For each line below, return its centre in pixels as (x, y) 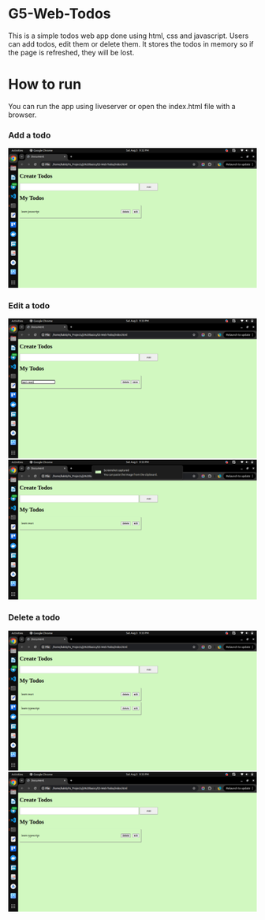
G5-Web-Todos (60, 14)
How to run (45, 85)
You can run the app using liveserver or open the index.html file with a (122, 106)
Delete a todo (34, 617)
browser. (22, 115)
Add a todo (30, 135)
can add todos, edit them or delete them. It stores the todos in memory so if (131, 43)
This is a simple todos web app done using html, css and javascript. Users (129, 36)
